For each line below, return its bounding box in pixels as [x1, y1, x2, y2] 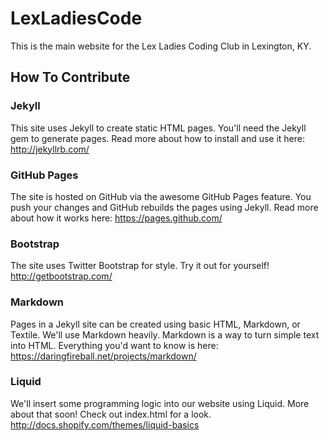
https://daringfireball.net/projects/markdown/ [10, 350, 197, 362]
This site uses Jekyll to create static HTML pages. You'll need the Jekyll [10, 122, 307, 134]
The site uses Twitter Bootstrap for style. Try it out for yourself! [10, 260, 270, 272]
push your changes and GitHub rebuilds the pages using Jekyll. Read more [10, 201, 319, 213]
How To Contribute [10, 69, 131, 86]
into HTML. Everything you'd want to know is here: [10, 339, 219, 351]
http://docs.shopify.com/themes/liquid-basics [10, 418, 200, 431]
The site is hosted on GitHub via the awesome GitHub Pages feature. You [10, 190, 312, 202]
